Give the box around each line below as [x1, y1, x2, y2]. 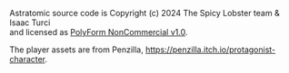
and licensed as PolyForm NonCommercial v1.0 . [9, 27, 188, 37]
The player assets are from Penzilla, [9, 44, 144, 55]
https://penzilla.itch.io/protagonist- [144, 44, 276, 55]
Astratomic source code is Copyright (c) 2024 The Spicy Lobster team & [9, 8, 280, 18]
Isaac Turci [9, 17, 51, 28]
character [9, 54, 45, 64]
